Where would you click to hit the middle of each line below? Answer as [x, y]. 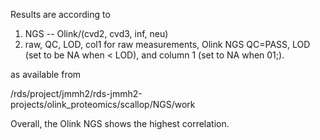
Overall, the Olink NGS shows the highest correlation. [120, 123]
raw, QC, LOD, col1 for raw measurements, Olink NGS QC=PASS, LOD [167, 44]
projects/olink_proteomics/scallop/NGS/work [103, 104]
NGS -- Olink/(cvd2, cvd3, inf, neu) [96, 33]
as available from [46, 74]
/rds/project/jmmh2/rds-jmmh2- [76, 93]
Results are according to [60, 14]
